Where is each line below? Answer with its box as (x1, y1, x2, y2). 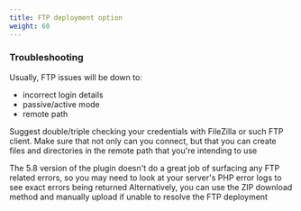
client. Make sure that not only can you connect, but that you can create (9, 135, 277, 146)
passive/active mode (22, 98, 101, 109)
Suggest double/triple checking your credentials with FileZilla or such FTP (9, 125, 284, 136)
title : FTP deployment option (9, 13, 123, 23)
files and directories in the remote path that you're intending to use (9, 145, 258, 156)
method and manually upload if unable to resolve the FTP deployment (9, 191, 269, 202)
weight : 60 (9, 22, 50, 31)
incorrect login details (22, 89, 104, 100)
